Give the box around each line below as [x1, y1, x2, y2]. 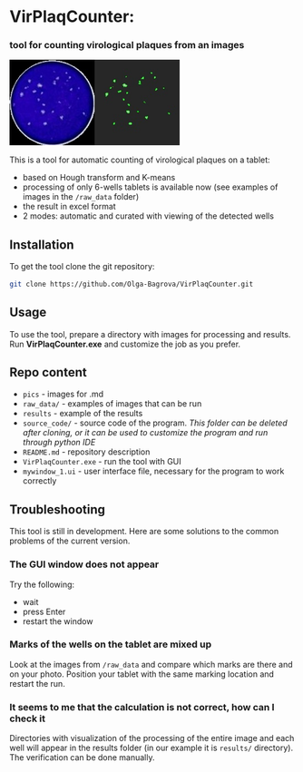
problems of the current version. [9, 535, 131, 546]
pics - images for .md [22, 388, 104, 400]
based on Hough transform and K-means [22, 172, 176, 183]
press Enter [22, 606, 66, 617]
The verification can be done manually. [9, 752, 155, 763]
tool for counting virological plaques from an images [9, 39, 245, 52]
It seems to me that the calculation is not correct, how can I [9, 700, 275, 713]
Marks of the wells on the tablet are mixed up [9, 638, 211, 650]
